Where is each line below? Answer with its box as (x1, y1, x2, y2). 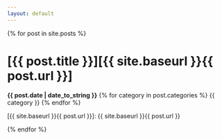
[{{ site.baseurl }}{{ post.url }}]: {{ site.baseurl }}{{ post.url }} (7, 111, 180, 120)
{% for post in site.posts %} (7, 29, 87, 37)
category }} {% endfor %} (7, 98, 81, 106)
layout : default (7, 10, 54, 17)
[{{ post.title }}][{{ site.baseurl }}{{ (7, 53, 214, 69)
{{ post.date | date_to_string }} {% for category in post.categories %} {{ (7, 91, 215, 99)
